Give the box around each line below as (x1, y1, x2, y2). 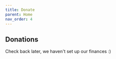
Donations (5, 35, 39, 43)
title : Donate (5, 7, 35, 12)
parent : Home (5, 12, 33, 17)
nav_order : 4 (5, 16, 33, 21)
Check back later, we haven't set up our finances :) (5, 48, 111, 54)
